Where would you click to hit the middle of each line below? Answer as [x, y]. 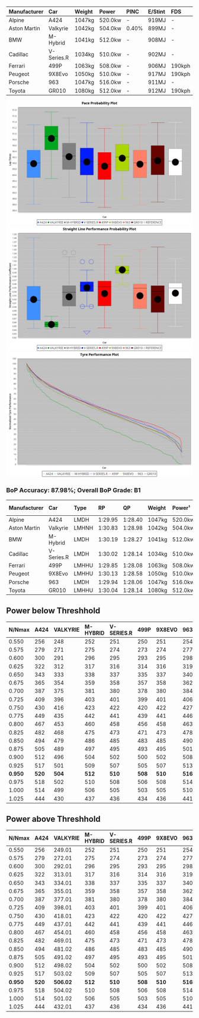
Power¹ [181, 508]
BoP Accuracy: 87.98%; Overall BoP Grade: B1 [73, 490]
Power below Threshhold [53, 611]
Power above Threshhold [53, 819]
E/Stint [157, 11]
